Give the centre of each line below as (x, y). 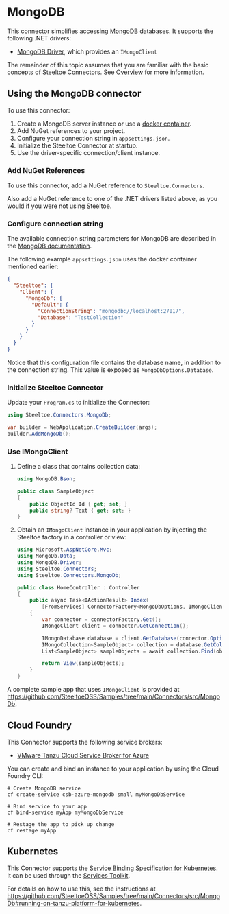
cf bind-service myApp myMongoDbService (66, 812)
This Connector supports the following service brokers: (85, 742)
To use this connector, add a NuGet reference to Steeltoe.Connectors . (106, 185)
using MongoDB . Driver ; (49, 563)
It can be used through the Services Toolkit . (69, 875)
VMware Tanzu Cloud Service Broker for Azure (83, 755)
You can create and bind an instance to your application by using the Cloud (113, 769)
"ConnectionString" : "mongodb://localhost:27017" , (111, 311)
